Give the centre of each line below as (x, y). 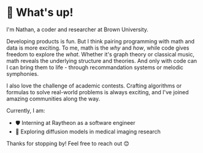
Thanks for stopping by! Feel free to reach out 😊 (68, 143)
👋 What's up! (40, 13)
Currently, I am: (26, 110)
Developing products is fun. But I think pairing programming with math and (101, 41)
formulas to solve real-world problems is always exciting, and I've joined (98, 92)
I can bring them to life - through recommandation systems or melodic (95, 67)
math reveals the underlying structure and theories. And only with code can (102, 61)
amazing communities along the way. (53, 99)
